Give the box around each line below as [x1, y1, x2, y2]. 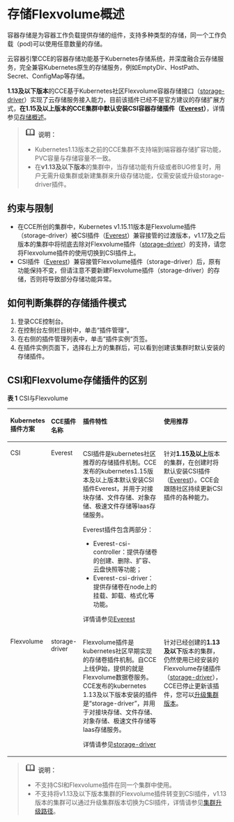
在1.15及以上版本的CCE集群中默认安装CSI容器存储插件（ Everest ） [19, 104, 207, 112]
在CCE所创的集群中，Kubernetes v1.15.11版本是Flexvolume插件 [17, 222, 196, 230]
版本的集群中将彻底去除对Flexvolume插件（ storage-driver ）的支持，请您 [17, 240, 226, 248]
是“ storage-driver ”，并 [82, 699, 150, 707]
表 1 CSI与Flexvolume [7, 394, 68, 402]
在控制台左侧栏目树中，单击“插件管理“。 [17, 325, 134, 334]
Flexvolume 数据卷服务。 [82, 673, 153, 682]
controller [93, 548, 121, 556]
